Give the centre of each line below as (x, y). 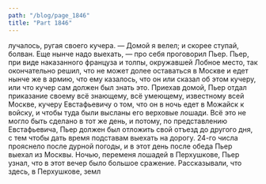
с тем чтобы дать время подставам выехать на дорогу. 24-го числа (123, 137)
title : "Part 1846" (40, 23)
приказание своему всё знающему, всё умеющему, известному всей (126, 96)
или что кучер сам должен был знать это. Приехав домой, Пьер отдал (127, 87)
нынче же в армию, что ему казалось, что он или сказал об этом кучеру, (132, 79)
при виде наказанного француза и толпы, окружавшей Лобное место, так (133, 62)
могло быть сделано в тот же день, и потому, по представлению (118, 121)
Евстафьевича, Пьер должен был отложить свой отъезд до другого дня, (131, 129)
